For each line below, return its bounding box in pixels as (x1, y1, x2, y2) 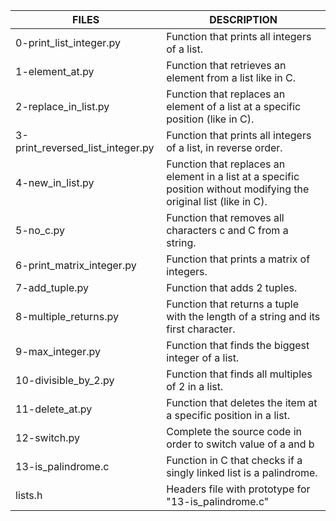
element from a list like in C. (166, 71, 297, 84)
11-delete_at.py (15, 402, 93, 416)
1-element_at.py (15, 65, 95, 78)
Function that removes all (166, 211, 285, 224)
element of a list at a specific (166, 100, 302, 113)
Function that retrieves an (166, 59, 287, 72)
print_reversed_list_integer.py (15, 141, 155, 154)
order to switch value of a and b (166, 437, 315, 451)
